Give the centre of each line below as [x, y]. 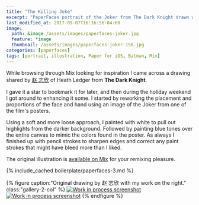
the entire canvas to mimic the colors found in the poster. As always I [90, 135]
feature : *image [31, 39]
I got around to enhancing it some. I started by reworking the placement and [99, 98]
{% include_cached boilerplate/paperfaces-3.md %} [70, 171]
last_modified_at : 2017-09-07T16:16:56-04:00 [63, 23]
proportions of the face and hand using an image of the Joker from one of [96, 104]
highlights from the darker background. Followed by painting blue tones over [99, 128]
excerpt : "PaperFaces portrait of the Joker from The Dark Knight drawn [98, 17]
